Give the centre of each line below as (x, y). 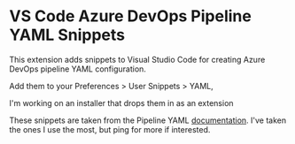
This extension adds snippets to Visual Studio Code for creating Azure (137, 59)
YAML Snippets (67, 35)
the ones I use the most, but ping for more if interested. (110, 129)
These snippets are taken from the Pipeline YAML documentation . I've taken (147, 120)
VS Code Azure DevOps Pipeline (131, 16)
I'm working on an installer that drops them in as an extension (121, 102)
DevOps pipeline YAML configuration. (78, 69)
